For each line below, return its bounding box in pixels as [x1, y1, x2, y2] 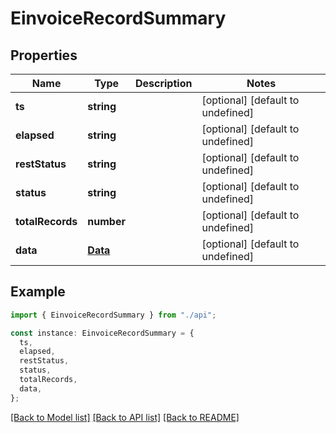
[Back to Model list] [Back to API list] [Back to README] [10, 411, 240, 423]
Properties [10, 47, 78, 64]
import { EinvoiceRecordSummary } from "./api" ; [10, 310, 217, 320]
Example [10, 283, 66, 301]
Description [134, 77, 193, 90]
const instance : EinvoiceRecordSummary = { [10, 328, 195, 338]
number [87, 215, 126, 228]
